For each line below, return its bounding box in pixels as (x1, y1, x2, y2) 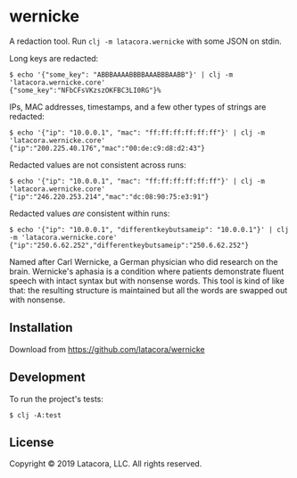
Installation (9, 320, 73, 335)
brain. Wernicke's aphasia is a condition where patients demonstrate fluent (9, 266, 285, 276)
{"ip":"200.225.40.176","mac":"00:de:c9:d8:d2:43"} (9, 144, 205, 152)
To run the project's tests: (9, 393, 104, 404)
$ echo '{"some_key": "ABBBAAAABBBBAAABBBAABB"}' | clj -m (9, 70, 234, 79)
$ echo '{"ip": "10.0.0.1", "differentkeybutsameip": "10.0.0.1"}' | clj (9, 225, 290, 234)
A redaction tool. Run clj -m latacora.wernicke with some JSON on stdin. (9, 36, 283, 46)
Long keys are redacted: (9, 53, 99, 63)
